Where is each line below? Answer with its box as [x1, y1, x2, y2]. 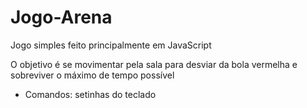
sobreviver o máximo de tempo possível [10, 69, 175, 81]
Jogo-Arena [10, 6, 113, 29]
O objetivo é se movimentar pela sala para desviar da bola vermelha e [10, 58, 298, 70]
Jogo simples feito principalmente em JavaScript [10, 39, 212, 51]
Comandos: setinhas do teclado [24, 88, 157, 100]
